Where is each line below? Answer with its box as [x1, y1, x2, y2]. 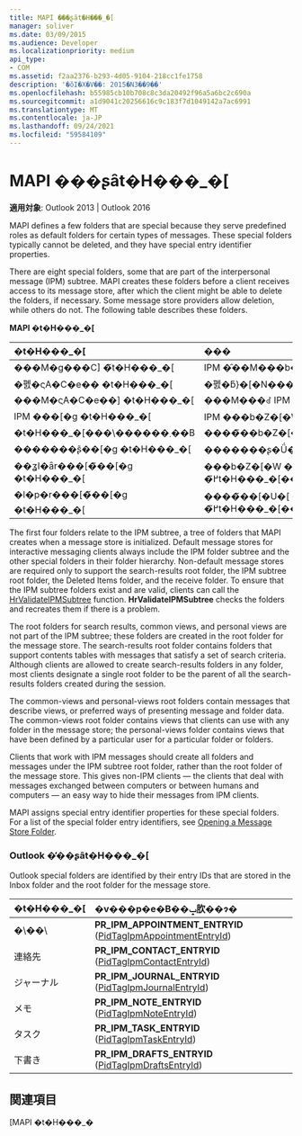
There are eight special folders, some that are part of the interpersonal [9, 266, 271, 277]
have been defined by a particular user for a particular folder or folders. [9, 734, 274, 745]
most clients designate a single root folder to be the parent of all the [9, 668, 261, 679]
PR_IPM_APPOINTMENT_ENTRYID [93, 918, 244, 931]
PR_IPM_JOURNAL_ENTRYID [93, 971, 220, 983]
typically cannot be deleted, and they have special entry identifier [9, 239, 253, 250]
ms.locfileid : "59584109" [9, 130, 106, 139]
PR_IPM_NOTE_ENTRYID [93, 996, 202, 1008]
